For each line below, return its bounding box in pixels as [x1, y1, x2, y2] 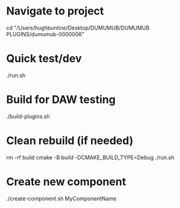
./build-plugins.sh [6, 113, 50, 120]
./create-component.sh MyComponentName [6, 195, 117, 202]
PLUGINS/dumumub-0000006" [6, 30, 85, 37]
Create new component [6, 175, 126, 188]
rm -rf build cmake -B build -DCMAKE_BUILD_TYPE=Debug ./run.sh [6, 154, 175, 161]
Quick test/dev [6, 52, 82, 66]
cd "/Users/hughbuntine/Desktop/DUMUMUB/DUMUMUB [6, 24, 150, 31]
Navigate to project [6, 4, 104, 18]
